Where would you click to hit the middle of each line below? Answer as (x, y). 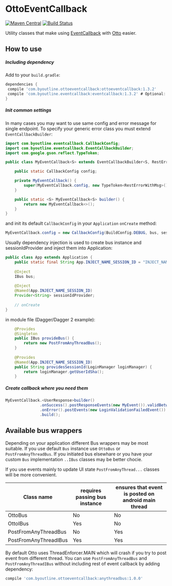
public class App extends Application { (49, 257)
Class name (38, 497)
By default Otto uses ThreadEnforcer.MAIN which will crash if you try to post (86, 553)
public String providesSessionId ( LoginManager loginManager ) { (83, 367)
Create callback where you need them (47, 388)
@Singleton (26, 334)
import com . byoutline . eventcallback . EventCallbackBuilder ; (70, 148)
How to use (24, 49)
